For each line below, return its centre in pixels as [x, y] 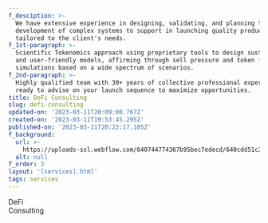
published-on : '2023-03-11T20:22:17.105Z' [80, 127]
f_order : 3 [26, 165]
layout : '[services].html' [53, 172]
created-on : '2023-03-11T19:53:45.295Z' [77, 120]
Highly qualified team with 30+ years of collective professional [128, 82]
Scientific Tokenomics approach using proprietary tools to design [130, 53]
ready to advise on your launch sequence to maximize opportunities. [133, 90]
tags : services [33, 179]
